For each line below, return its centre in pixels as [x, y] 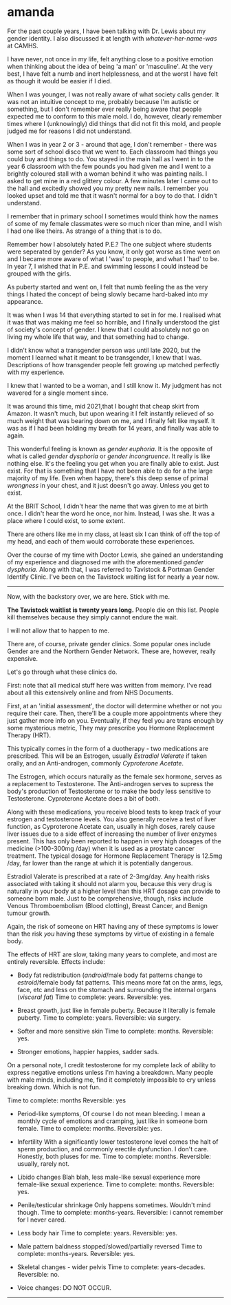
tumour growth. [29, 913]
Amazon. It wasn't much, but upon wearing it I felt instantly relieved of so [111, 413]
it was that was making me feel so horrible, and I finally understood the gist [113, 322]
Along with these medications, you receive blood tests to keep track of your [114, 812]
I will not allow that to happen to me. [58, 630]
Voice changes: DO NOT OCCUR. [64, 1287]
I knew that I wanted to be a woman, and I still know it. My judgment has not [114, 385]
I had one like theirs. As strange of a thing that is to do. [85, 231]
